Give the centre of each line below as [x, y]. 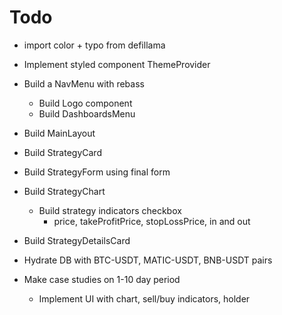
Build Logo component [85, 103]
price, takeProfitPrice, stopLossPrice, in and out [152, 221]
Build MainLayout [59, 133]
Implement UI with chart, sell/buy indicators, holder [144, 298]
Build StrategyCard [62, 152]
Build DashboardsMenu [87, 113]
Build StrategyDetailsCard [77, 240]
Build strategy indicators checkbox [110, 210]
